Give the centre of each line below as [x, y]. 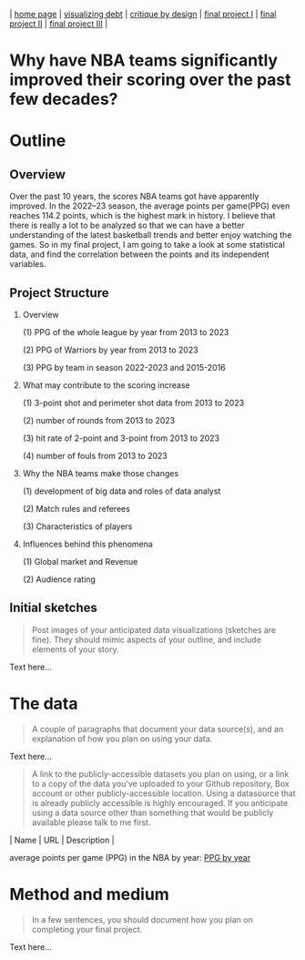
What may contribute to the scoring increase [106, 385]
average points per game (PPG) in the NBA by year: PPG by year [130, 857]
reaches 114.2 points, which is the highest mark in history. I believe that [142, 216]
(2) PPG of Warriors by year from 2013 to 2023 [110, 350]
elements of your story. [75, 649]
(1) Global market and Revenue [80, 562]
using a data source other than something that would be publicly [152, 812]
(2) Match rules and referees [76, 509]
